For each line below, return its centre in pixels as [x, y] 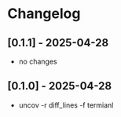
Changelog [44, 14]
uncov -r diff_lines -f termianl [66, 105]
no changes [38, 61]
